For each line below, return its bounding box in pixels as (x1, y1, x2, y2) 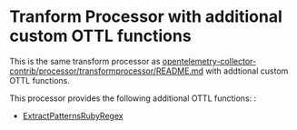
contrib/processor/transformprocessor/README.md (9, 65, 204, 76)
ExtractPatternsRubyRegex (22, 110, 124, 121)
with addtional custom (205, 65, 289, 76)
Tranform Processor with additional (9, 6, 283, 27)
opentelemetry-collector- (162, 55, 257, 66)
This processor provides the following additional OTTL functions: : (9, 93, 257, 104)
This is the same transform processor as (9, 55, 161, 66)
